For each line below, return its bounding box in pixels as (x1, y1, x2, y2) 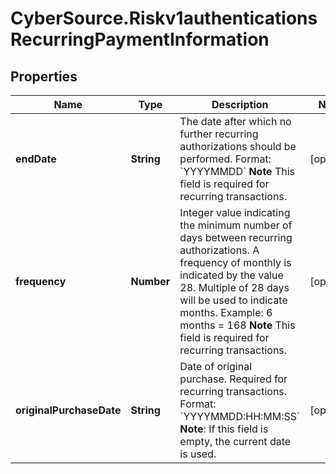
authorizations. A (179, 243, 260, 257)
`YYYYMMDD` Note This (179, 165, 296, 178)
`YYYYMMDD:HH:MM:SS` (179, 410, 301, 423)
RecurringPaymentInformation (10, 28, 270, 51)
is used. (179, 447, 217, 461)
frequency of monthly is (179, 256, 292, 269)
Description (211, 98, 269, 111)
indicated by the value (179, 268, 284, 282)
